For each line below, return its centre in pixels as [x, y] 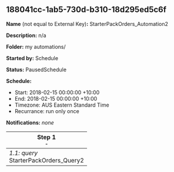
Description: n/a [26, 35]
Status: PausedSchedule [36, 70]
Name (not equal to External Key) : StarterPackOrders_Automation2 [87, 24]
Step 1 [46, 137]
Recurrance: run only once [47, 111]
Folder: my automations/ [36, 47]
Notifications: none [30, 123]
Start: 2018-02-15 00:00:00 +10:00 [57, 92]
